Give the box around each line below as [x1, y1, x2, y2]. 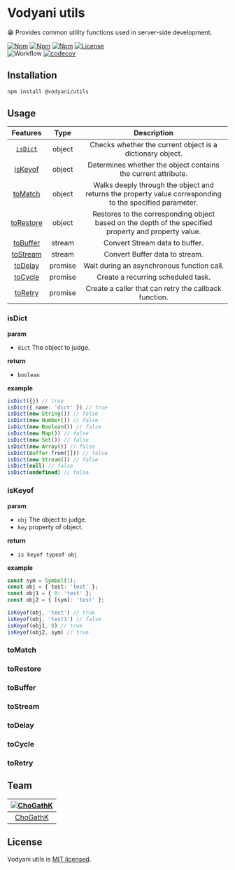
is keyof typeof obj [17, 551, 78, 558]
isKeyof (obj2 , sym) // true [7, 629, 90, 636]
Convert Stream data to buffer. [104, 238, 204, 248]
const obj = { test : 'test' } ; [7, 583, 99, 590]
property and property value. [106, 226, 201, 236]
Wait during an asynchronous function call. [83, 261, 224, 271]
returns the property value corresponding [85, 189, 222, 199]
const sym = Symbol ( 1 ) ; [7, 577, 77, 584]
